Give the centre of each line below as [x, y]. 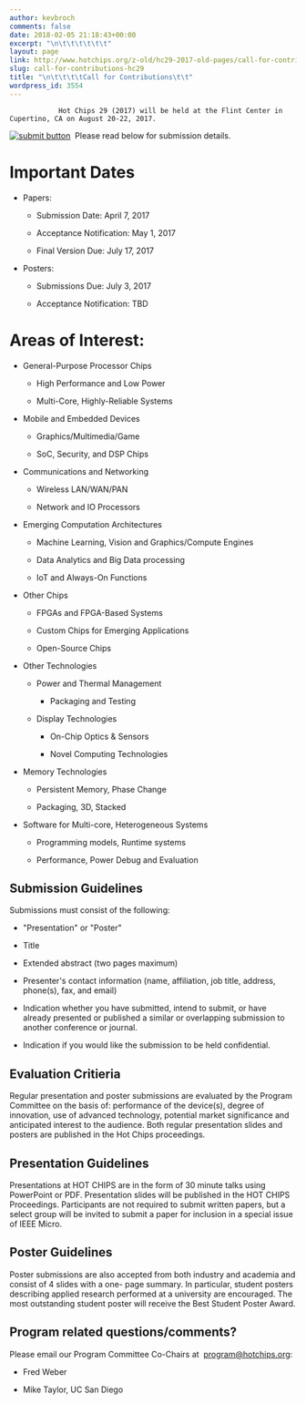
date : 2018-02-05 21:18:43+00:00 [73, 35]
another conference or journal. [80, 1028]
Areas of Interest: [77, 340]
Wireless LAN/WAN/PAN [82, 489]
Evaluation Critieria [65, 1074]
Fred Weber [45, 1371]
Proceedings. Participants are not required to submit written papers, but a [148, 1204]
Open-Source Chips [74, 648]
